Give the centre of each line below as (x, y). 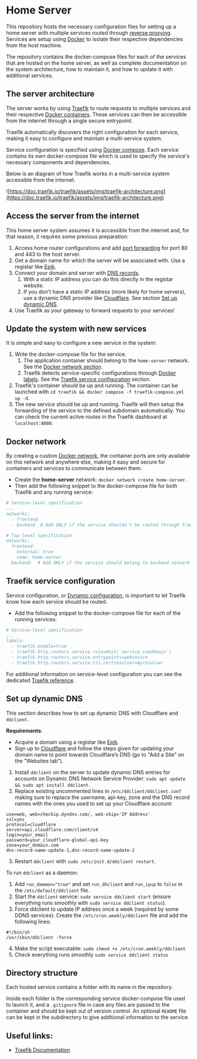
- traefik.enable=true (39, 647)
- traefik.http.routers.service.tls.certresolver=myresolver (88, 662)
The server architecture (50, 94)
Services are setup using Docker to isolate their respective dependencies (95, 39)
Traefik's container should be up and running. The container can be (96, 385)
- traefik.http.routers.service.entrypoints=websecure (80, 657)
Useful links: (30, 1036)
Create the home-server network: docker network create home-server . (101, 479)
